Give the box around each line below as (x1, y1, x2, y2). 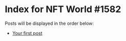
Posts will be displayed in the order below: (5, 20, 94, 26)
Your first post (12, 30, 43, 36)
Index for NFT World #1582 (5, 4, 121, 15)
